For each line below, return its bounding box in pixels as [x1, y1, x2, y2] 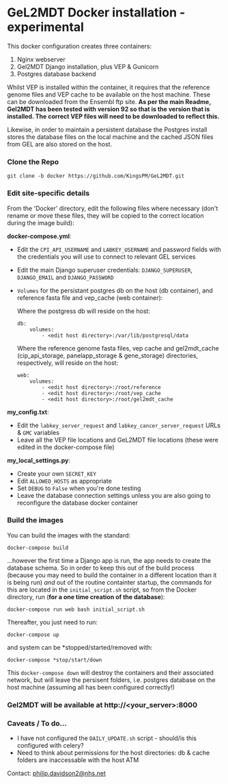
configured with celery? [16, 742, 84, 750]
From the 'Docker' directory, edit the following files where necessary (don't [7, 204, 218, 212]
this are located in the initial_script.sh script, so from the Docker [7, 585, 197, 594]
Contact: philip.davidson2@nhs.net [7, 769, 106, 778]
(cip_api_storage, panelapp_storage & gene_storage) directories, [16, 351, 199, 359]
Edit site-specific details [7, 188, 90, 198]
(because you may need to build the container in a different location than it [7, 570, 217, 579]
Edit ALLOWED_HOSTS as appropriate [16, 477, 113, 485]
